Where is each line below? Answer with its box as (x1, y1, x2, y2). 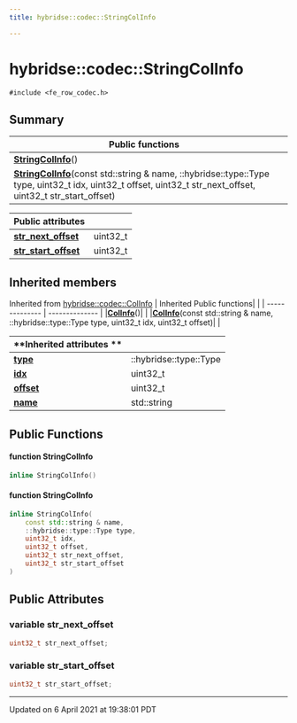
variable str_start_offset (9, 659, 115, 672)
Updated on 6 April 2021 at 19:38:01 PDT (9, 704, 156, 714)
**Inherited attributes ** (13, 338, 123, 351)
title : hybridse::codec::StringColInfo (9, 12, 156, 22)
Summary (9, 112, 65, 127)
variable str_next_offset (9, 618, 114, 631)
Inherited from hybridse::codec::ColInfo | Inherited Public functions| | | (9, 299, 265, 309)
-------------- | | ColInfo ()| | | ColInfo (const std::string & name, (48, 307, 274, 319)
